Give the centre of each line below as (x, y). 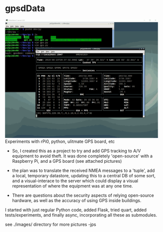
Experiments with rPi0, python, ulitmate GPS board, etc (60, 141)
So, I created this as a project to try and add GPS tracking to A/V (76, 151)
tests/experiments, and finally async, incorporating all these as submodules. (81, 215)
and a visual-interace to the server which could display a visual (75, 181)
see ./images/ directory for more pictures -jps (50, 224)
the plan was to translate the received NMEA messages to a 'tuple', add (83, 170)
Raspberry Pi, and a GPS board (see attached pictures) (67, 161)
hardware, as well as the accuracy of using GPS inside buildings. (77, 201)
